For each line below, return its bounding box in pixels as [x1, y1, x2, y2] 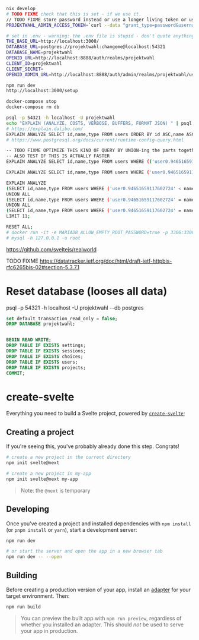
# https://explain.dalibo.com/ [6, 125, 84, 132]
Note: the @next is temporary [20, 487, 91, 494]
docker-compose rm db [6, 104, 60, 110]
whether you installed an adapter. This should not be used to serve [20, 621, 184, 628]
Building [6, 570, 37, 581]
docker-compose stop [6, 99, 57, 105]
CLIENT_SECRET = [6, 66, 44, 72]
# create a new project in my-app [6, 470, 92, 477]
